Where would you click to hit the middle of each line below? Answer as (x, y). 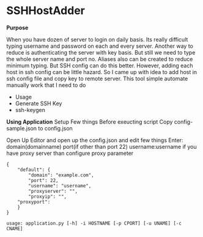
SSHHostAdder (46, 11)
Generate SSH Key (39, 103)
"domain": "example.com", (61, 175)
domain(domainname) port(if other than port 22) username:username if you (102, 146)
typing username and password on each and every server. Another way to (100, 46)
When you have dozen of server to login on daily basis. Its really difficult (97, 39)
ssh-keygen (30, 110)
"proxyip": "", (48, 197)
